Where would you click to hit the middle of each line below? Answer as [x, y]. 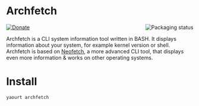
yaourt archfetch [28, 97]
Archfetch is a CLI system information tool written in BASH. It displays [91, 38]
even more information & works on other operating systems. [80, 57]
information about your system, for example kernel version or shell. [88, 45]
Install [22, 82]
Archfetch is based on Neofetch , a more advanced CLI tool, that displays [95, 51]
